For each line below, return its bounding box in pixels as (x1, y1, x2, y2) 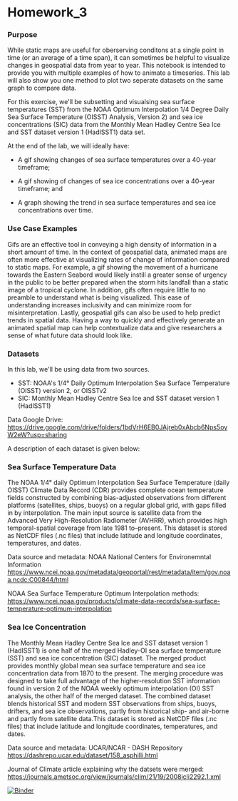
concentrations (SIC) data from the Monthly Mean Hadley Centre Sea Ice (7, 121, 221, 129)
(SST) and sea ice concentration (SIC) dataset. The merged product (7, 653, 207, 662)
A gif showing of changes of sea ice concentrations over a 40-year (17, 177, 215, 185)
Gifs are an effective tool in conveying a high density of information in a (7, 240, 217, 248)
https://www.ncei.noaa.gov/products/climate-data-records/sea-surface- (7, 597, 221, 606)
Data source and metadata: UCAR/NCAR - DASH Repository (7, 743, 183, 752)
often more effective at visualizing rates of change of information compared (7, 255, 230, 264)
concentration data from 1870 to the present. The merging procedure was (7, 668, 224, 678)
